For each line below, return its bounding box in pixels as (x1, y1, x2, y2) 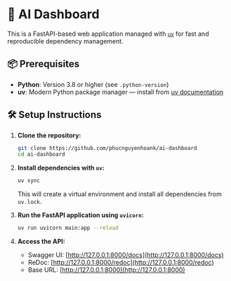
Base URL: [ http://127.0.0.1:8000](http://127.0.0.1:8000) (27, 266, 185, 274)
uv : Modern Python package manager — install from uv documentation (17, 88, 224, 96)
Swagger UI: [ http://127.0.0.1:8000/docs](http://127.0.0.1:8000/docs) (27, 251, 224, 259)
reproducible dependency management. (7, 36, 124, 45)
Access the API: (17, 238, 65, 246)
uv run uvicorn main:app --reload (17, 224, 119, 232)
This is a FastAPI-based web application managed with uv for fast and (7, 29, 209, 38)
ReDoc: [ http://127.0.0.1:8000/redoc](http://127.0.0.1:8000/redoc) (27, 259, 214, 267)
